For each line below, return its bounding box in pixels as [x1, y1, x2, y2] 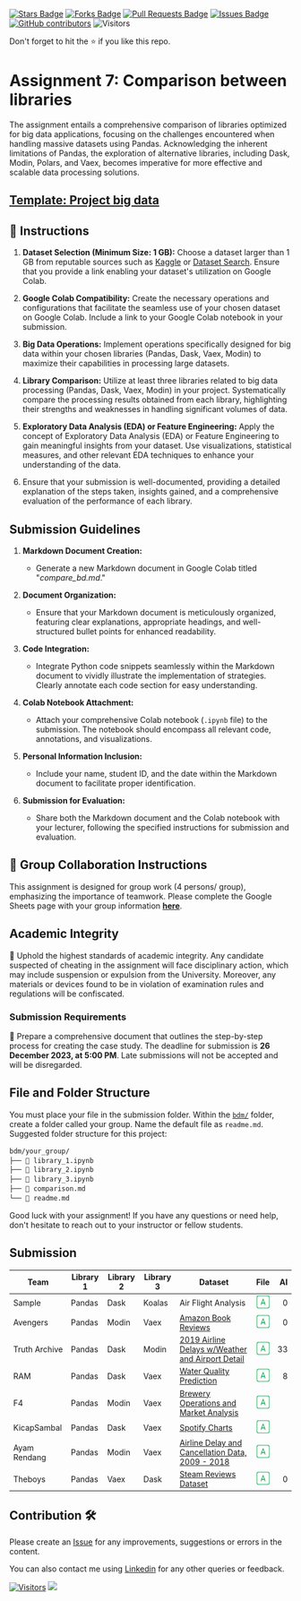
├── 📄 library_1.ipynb [9, 1156, 94, 1165]
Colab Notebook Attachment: [21, 697, 134, 708]
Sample [13, 1297, 42, 1308]
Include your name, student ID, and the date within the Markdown [35, 768, 278, 779]
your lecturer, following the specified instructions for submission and [35, 822, 289, 832]
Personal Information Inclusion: [21, 751, 142, 762]
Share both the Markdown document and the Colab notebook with [35, 812, 280, 823]
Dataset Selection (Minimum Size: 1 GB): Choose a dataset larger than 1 [21, 247, 290, 258]
